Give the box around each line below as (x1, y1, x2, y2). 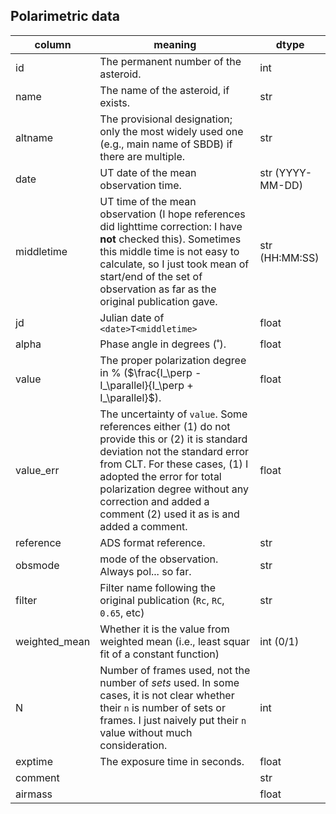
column (34, 37, 72, 51)
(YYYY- (274, 165, 313, 179)
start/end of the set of (99, 269, 203, 283)
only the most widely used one (99, 124, 244, 138)
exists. (99, 95, 131, 109)
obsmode (15, 558, 60, 572)
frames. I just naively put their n (99, 713, 247, 727)
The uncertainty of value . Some (99, 407, 248, 421)
